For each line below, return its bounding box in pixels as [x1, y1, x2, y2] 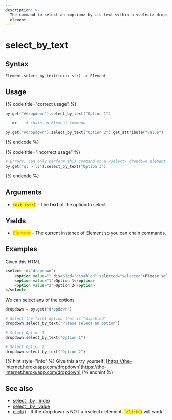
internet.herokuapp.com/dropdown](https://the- [5, 363, 106, 370]
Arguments [5, 188, 42, 196]
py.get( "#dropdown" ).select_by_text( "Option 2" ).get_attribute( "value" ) [5, 130, 164, 135]
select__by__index [12, 398, 51, 404]
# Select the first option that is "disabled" [5, 316, 106, 321]
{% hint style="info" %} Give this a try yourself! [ [5, 358, 108, 364]
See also [5, 384, 33, 393]
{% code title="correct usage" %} [5, 101, 77, 107]
